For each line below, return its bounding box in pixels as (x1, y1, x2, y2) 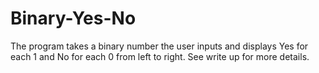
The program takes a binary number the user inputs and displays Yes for (10, 40, 309, 52)
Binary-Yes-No (10, 7, 137, 30)
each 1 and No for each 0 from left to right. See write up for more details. (10, 50, 310, 62)
